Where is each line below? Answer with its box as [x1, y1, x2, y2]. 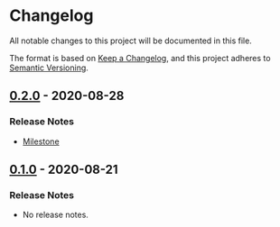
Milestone [22, 136, 61, 147]
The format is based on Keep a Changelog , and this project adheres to [9, 52, 271, 63]
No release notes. [22, 209, 89, 221]
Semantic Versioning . [9, 62, 89, 73]
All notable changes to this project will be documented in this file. [9, 35, 253, 46]
